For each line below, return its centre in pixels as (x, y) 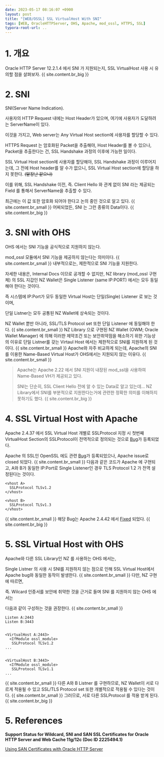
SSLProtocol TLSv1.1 (33, 669)
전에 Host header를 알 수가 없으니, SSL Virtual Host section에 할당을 (87, 168)
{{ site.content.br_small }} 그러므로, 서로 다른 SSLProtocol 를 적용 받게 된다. (85, 695)
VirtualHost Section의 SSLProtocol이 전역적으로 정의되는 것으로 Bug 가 (73, 439)
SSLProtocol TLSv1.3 (30, 505)
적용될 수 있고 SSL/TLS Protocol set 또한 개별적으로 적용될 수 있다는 (80, 689)
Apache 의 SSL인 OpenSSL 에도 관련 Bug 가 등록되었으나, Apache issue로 (77, 456)
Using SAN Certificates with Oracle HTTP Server (54, 749)
